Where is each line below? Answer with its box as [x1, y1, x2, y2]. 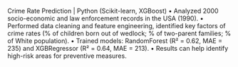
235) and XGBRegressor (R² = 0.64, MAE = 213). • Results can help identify [7, 44, 229, 52]
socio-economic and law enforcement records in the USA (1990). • [7, 14, 205, 23]
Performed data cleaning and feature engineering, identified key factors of [7, 22, 226, 30]
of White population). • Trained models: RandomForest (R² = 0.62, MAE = [7, 37, 223, 45]
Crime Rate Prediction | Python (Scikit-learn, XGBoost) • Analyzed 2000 [7, 7, 219, 15]
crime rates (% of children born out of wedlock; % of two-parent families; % [7, 29, 232, 37]
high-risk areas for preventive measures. [7, 51, 127, 60]
